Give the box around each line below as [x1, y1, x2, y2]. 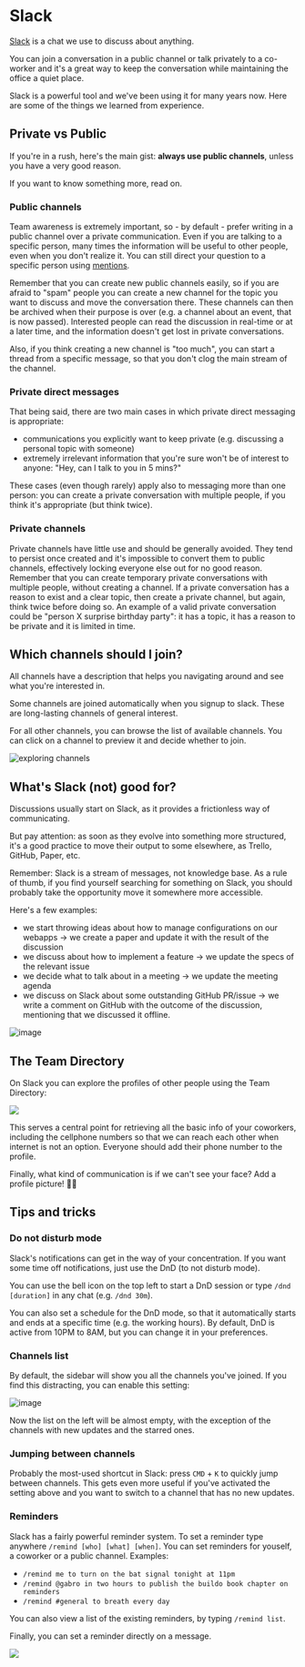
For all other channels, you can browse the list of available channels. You [9, 726, 283, 737]
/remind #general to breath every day [22, 1597, 170, 1606]
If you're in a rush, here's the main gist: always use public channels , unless [9, 150, 294, 161]
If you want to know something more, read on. [9, 178, 182, 188]
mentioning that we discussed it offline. [22, 1010, 171, 1021]
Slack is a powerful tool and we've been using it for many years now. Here [9, 90, 288, 101]
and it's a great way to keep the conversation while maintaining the [37, 63, 290, 74]
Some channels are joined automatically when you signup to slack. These [9, 698, 285, 709]
